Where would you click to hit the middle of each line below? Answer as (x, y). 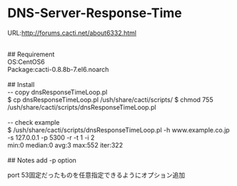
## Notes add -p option (42, 160)
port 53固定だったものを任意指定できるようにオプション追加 (96, 175)
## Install (21, 84)
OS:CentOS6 (26, 61)
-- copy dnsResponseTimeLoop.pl (57, 92)
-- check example (34, 122)
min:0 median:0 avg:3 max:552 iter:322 (65, 145)
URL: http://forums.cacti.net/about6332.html (72, 33)
